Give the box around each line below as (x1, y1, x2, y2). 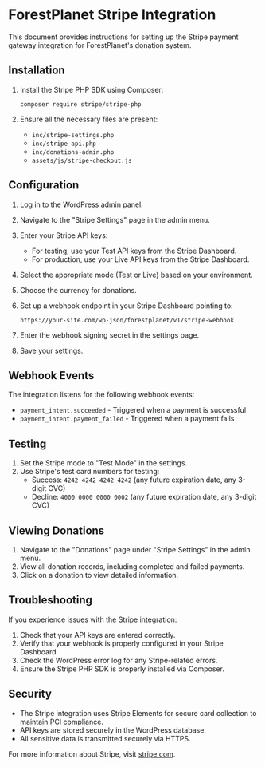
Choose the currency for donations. (19, 285, 137, 295)
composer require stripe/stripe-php (19, 100, 142, 109)
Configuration (8, 178, 80, 192)
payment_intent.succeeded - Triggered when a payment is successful (19, 405, 247, 415)
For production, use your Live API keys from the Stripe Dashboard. (31, 254, 250, 264)
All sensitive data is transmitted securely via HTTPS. (19, 733, 191, 743)
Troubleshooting (8, 593, 93, 607)
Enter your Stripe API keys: (19, 230, 108, 240)
